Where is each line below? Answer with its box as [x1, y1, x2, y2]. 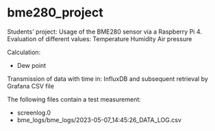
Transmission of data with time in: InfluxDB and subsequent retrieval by [7, 74, 209, 83]
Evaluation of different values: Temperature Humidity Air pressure [7, 34, 192, 43]
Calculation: [7, 48, 41, 56]
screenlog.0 [16, 108, 51, 117]
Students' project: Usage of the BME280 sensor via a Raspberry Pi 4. [7, 27, 202, 36]
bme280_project [7, 5, 104, 21]
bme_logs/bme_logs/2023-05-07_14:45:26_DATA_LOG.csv [16, 115, 181, 124]
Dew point [16, 61, 47, 69]
